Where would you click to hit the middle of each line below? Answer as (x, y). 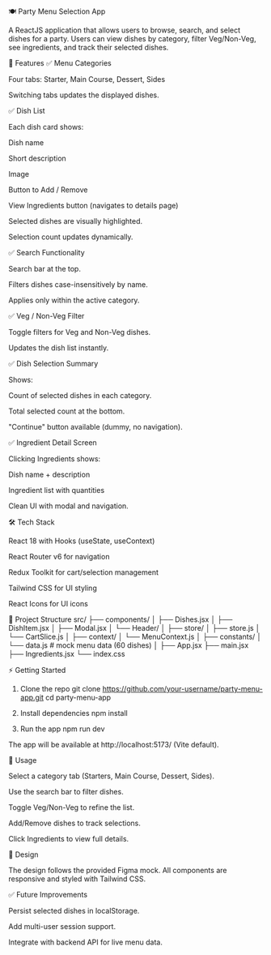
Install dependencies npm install (74, 713)
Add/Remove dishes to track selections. (75, 823)
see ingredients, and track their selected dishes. (89, 47)
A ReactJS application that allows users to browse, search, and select (125, 30)
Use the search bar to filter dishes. (66, 792)
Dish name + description (49, 474)
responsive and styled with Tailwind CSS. (77, 879)
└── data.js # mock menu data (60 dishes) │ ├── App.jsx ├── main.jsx (129, 645)
